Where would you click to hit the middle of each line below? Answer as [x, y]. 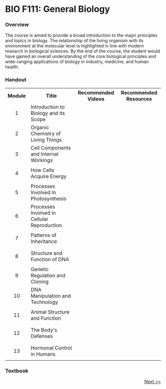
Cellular [39, 219]
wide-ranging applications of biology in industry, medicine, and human [77, 62]
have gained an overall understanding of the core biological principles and [81, 56]
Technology [44, 302]
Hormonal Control [51, 348]
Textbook [17, 371]
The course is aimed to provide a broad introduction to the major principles [81, 35]
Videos [96, 99]
